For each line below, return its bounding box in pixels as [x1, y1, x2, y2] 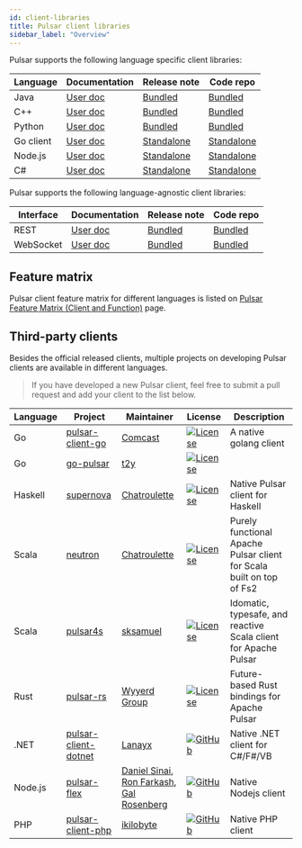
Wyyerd [120, 685, 155, 697]
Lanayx [120, 739, 153, 751]
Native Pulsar [229, 478, 287, 490]
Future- [229, 668, 263, 680]
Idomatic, [229, 597, 270, 609]
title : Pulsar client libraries [9, 22, 130, 31]
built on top [229, 571, 279, 583]
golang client [229, 438, 285, 449]
